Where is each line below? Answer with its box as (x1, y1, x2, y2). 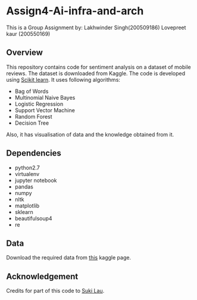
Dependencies (6, 148, 61, 159)
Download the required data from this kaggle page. (6, 254, 132, 261)
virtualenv (14, 170, 40, 177)
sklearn (14, 208, 34, 215)
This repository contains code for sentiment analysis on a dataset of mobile (6, 63, 192, 70)
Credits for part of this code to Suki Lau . (6, 287, 105, 295)
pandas (14, 183, 34, 190)
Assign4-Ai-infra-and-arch (6, 4, 144, 18)
